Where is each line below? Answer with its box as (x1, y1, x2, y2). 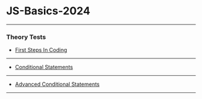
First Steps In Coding (14, 47, 67, 54)
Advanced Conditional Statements (14, 81, 100, 88)
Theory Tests (6, 33, 46, 41)
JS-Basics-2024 (6, 4, 91, 18)
